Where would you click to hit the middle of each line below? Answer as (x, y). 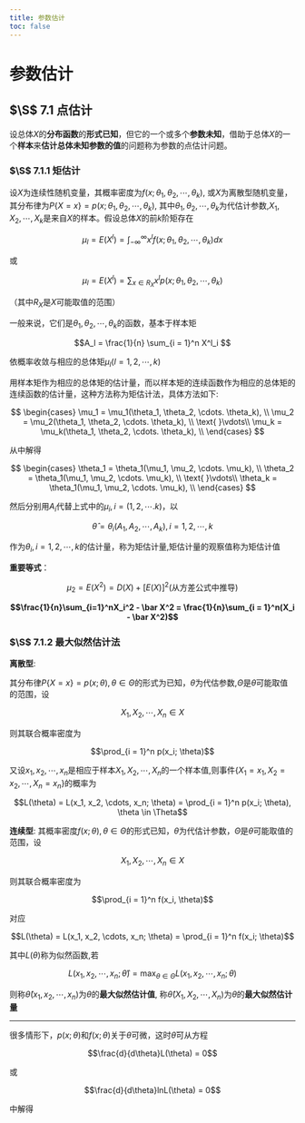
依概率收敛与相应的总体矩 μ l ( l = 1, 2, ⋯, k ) (85, 362)
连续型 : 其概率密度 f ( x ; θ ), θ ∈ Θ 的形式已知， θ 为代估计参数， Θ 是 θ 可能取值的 (151, 831)
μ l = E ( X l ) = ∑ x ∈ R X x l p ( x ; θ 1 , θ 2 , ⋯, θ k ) (152, 281)
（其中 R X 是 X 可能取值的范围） (65, 303)
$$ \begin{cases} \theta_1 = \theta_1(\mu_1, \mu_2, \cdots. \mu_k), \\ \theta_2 (152, 468)
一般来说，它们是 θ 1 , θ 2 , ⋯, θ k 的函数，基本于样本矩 (103, 325)
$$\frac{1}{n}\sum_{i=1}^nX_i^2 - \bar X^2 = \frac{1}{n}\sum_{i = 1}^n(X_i (152, 607)
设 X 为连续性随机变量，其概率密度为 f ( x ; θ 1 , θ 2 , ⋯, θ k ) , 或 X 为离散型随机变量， (151, 193)
